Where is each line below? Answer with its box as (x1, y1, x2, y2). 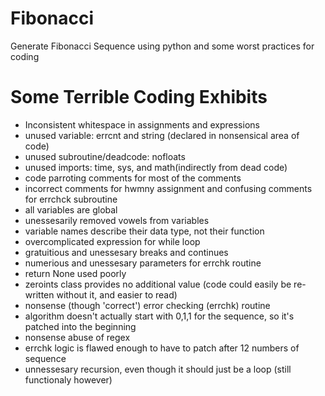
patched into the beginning (24, 320, 137, 332)
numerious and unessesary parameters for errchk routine (24, 257, 262, 269)
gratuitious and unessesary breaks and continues (24, 246, 229, 258)
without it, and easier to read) (56, 288, 178, 301)
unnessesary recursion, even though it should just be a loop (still (24, 363, 292, 375)
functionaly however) (24, 373, 113, 386)
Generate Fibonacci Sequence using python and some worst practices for (10, 40, 315, 52)
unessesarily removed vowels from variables (24, 214, 210, 226)
